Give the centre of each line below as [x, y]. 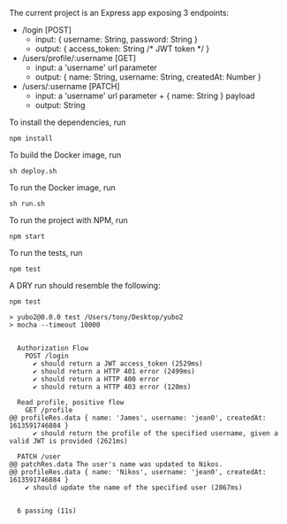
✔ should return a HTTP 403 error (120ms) [112, 387]
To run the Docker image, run [63, 188]
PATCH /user [39, 457]
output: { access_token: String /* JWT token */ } [122, 49]
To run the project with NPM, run [68, 220]
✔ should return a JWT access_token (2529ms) [117, 364]
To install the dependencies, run [68, 122]
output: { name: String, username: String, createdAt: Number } [148, 77]
